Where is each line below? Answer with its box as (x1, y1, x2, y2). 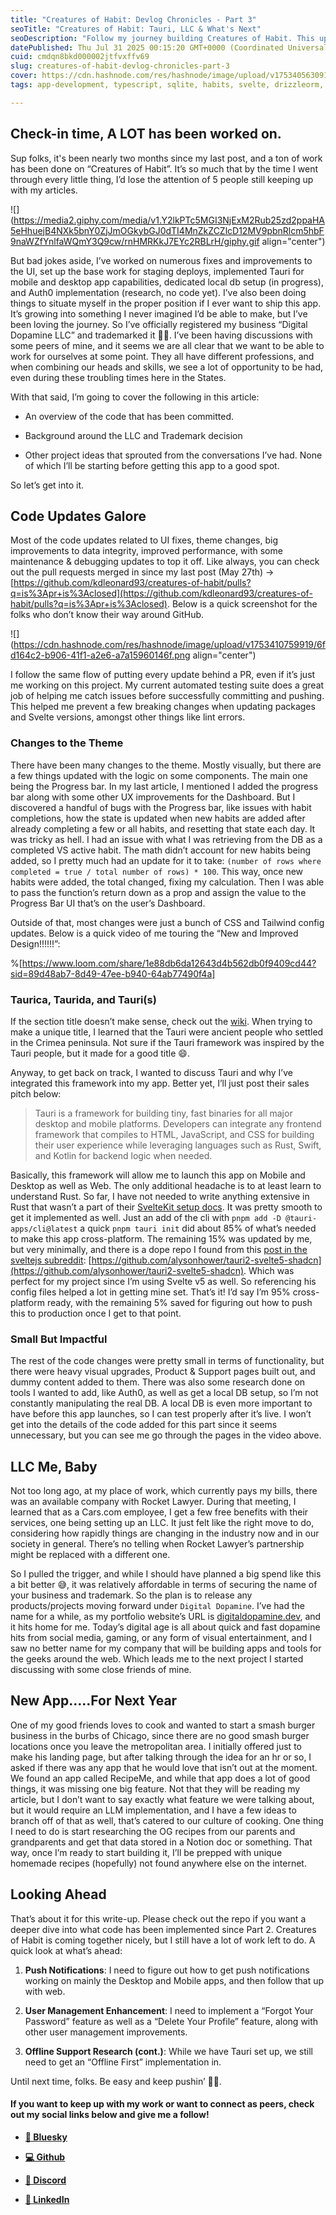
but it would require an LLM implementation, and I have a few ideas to (10, 1804, 297, 1816)
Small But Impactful (10, 1332, 108, 1346)
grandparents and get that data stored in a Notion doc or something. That (10, 1836, 313, 1848)
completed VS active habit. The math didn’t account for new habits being (10, 844, 312, 856)
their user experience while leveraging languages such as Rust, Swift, (34, 1139, 322, 1151)
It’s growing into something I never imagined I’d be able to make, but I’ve (10, 307, 308, 320)
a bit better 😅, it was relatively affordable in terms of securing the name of (10, 1579, 318, 1591)
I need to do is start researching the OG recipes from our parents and (10, 1825, 296, 1837)
